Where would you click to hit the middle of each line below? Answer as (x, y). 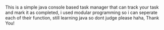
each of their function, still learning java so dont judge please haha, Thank (82, 18)
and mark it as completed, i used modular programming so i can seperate (81, 12)
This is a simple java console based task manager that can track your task (82, 7)
